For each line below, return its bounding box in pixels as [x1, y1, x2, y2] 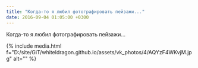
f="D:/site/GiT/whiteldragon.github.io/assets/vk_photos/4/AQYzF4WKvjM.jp [6, 48, 192, 55]
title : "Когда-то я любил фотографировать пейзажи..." [6, 8, 145, 15]
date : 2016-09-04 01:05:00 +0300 [6, 14, 89, 20]
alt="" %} [13, 55, 37, 62]
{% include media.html [6, 42, 62, 50]
